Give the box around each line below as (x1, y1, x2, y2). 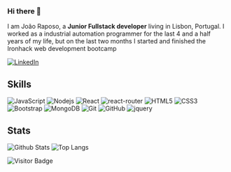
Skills (7, 78, 31, 90)
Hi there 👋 (7, 6, 42, 16)
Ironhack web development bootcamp (7, 45, 117, 53)
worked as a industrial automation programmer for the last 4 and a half (7, 29, 211, 38)
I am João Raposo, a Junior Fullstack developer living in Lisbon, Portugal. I (7, 22, 225, 31)
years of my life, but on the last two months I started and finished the (7, 37, 206, 45)
